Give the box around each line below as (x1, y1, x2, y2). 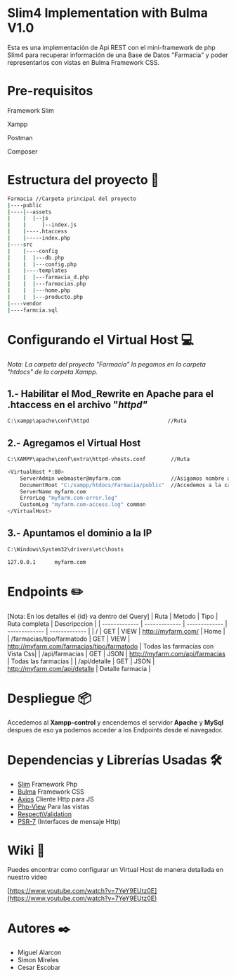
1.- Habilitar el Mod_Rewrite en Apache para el (7, 388, 214, 400)
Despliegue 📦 (7, 690, 92, 706)
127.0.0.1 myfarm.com (7, 558, 86, 565)
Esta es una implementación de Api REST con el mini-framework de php (7, 43, 216, 51)
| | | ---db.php (7, 254, 65, 262)
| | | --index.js (7, 221, 77, 228)
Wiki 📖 (7, 842, 46, 858)
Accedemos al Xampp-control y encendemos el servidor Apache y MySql (7, 718, 224, 727)
